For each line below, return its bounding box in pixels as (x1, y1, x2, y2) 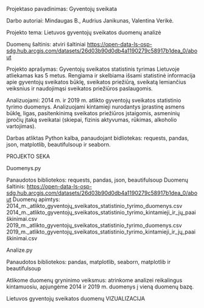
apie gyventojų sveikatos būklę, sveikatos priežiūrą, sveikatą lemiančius (6, 79, 187, 85)
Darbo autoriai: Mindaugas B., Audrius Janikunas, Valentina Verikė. (6, 17, 174, 24)
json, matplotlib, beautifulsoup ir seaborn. (6, 141, 111, 148)
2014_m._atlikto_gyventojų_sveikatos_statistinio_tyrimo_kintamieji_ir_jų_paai (6, 209, 196, 216)
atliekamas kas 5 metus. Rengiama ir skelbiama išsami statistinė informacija (6, 72, 196, 79)
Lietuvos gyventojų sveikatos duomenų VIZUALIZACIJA (6, 295, 146, 302)
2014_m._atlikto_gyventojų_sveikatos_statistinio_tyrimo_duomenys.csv (6, 202, 183, 209)
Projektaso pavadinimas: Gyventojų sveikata (6, 5, 118, 12)
